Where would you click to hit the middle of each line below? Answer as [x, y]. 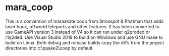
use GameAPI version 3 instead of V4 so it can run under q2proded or [78, 32]
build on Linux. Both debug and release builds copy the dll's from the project [85, 42]
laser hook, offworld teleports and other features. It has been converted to [82, 26]
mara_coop [29, 7]
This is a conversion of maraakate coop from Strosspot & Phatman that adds [84, 21]
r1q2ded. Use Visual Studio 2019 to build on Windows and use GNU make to [84, 37]
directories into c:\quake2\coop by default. [50, 48]
